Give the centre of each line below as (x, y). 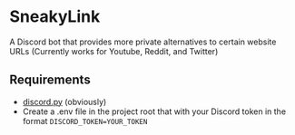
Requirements (50, 80)
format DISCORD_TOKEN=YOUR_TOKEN (85, 121)
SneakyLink (55, 17)
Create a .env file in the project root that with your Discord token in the (154, 111)
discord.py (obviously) (64, 101)
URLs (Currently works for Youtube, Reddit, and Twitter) (114, 51)
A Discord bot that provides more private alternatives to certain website (143, 42)
